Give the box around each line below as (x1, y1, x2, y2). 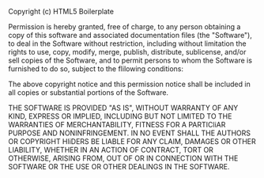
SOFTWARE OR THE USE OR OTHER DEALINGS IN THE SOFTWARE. (8, 162, 230, 171)
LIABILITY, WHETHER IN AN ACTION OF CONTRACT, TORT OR (8, 146, 213, 154)
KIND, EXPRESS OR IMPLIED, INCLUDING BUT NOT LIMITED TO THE (8, 112, 232, 121)
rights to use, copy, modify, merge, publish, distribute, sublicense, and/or (8, 47, 247, 56)
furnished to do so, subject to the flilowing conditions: (8, 64, 184, 74)
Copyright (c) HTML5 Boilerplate (8, 7, 115, 16)
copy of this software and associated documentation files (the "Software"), (8, 31, 253, 40)
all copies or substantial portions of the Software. (8, 88, 168, 97)
